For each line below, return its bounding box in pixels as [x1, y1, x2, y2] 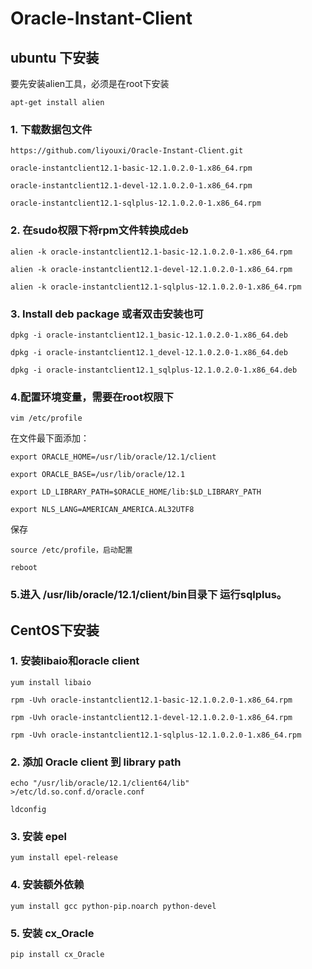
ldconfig [10, 805, 47, 815]
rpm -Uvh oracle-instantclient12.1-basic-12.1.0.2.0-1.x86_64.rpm [10, 695, 293, 705]
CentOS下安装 [10, 622, 100, 639]
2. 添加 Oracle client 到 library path [10, 755, 182, 769]
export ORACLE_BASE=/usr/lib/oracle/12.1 [10, 470, 186, 480]
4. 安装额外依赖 [10, 878, 85, 892]
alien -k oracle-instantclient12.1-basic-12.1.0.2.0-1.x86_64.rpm [10, 247, 293, 257]
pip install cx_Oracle [10, 949, 105, 959]
